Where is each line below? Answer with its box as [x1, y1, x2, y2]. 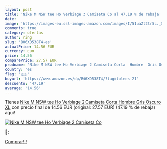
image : [5, 21, 19, 26]
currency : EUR [5, 49, 35, 53]
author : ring [5, 35, 32, 40]
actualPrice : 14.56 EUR [5, 44, 55, 49]
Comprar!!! [5, 138, 27, 144]
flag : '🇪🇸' [5, 72, 30, 77]
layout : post [5, 7, 32, 12]
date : [5, 16, 16, 21]
